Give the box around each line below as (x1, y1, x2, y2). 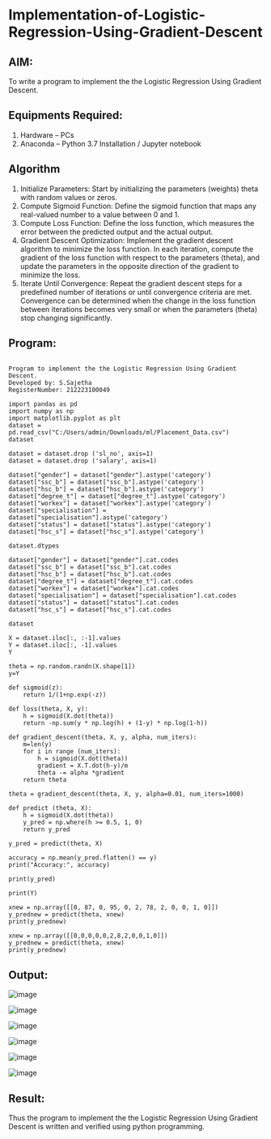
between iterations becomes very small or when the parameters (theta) (19, 304, 258, 314)
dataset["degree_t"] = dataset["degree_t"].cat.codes (8, 578, 194, 586)
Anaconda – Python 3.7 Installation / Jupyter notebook (19, 139, 201, 148)
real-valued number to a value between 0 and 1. (19, 209, 180, 220)
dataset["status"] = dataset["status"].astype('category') (8, 521, 212, 529)
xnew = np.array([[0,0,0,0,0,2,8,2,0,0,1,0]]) (8, 932, 168, 941)
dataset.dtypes (8, 542, 60, 550)
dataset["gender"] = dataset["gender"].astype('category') (8, 471, 212, 480)
